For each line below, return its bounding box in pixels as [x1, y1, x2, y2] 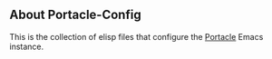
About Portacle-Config [9, 7, 142, 23]
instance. [9, 41, 44, 52]
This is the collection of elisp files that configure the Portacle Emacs [9, 31, 264, 42]
